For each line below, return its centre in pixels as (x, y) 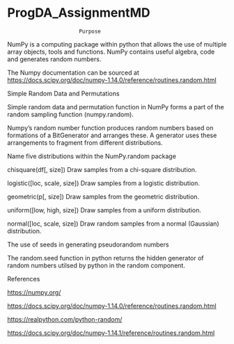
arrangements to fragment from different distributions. (85, 142)
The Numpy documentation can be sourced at (73, 72)
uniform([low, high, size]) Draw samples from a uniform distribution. (104, 210)
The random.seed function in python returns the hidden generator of (106, 258)
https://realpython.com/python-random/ (65, 319)
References (24, 279)
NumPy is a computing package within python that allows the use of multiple (117, 44)
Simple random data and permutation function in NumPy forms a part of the (116, 107)
